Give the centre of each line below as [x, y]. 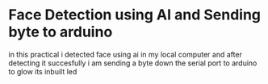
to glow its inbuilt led [43, 71]
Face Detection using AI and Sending [134, 15]
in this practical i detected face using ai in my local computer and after [125, 54]
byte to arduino [61, 32]
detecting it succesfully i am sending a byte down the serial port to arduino [133, 63]
